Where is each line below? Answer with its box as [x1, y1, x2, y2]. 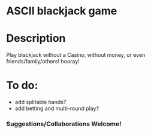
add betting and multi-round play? [14, 105, 99, 112]
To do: [6, 79, 38, 92]
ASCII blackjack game [6, 4, 117, 18]
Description [6, 32, 66, 45]
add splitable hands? [14, 99, 67, 106]
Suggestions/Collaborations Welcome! [6, 120, 122, 128]
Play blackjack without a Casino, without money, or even [6, 51, 146, 59]
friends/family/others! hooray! [6, 58, 80, 65]
